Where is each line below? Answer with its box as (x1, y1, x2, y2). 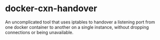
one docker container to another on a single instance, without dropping (5, 24, 149, 30)
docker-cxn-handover (5, 3, 97, 14)
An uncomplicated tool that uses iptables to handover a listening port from (5, 19, 156, 25)
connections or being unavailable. (5, 29, 74, 35)
